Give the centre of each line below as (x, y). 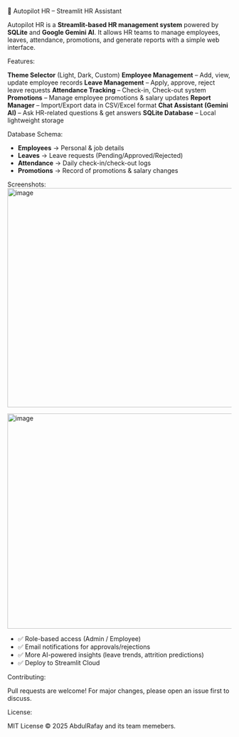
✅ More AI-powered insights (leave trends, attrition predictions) (111, 655)
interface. (21, 47)
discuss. (20, 698)
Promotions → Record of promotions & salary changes (98, 170)
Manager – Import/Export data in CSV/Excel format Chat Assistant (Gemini (118, 105)
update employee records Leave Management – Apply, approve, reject (111, 83)
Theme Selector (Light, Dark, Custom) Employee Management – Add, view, (119, 75)
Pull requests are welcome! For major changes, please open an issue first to (118, 691)
